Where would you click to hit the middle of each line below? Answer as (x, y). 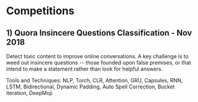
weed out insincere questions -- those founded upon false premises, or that (99, 63)
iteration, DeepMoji (29, 93)
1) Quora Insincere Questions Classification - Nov (99, 33)
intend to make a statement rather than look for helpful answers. (84, 69)
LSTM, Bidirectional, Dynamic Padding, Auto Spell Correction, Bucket (90, 87)
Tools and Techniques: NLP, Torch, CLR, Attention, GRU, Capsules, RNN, (95, 80)
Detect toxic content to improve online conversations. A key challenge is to (97, 56)
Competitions (40, 11)
